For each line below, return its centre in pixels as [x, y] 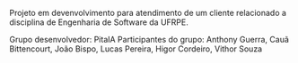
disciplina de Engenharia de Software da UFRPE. [99, 22]
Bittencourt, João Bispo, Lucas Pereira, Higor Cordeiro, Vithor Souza [136, 49]
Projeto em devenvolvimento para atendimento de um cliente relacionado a [148, 13]
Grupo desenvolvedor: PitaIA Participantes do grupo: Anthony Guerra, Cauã [149, 39]
